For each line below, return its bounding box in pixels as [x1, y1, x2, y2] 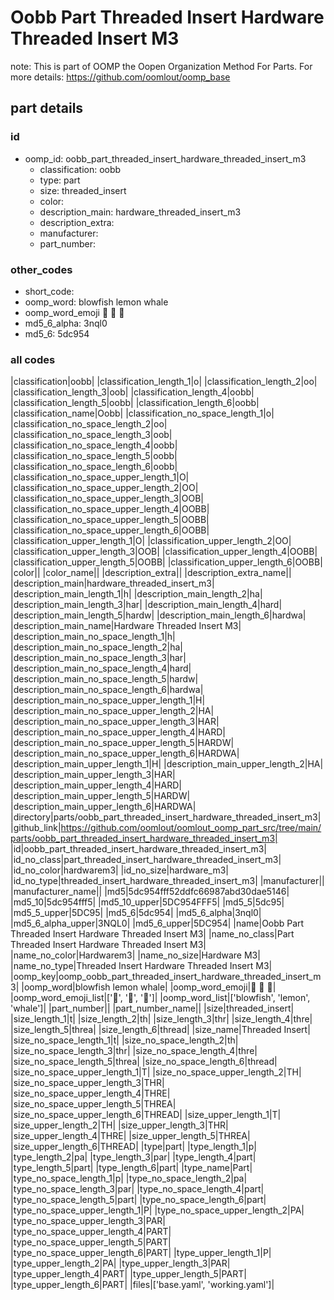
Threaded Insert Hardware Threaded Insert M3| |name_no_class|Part [10, 928, 295, 940]
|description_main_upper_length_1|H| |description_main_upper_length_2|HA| [10, 758, 324, 770]
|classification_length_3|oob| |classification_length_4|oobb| [10, 386, 255, 398]
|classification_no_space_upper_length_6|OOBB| [10, 524, 210, 536]
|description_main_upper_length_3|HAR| [10, 769, 176, 781]
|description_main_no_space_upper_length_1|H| [10, 694, 206, 706]
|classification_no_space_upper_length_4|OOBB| [10, 503, 210, 515]
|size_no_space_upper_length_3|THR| [10, 1077, 165, 1089]
